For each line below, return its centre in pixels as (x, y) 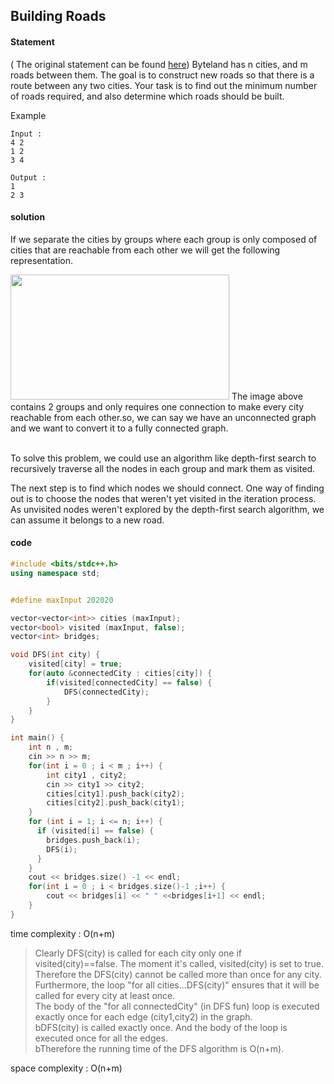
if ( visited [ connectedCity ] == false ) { (129, 682)
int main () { (37, 738)
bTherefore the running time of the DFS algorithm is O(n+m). (159, 1048)
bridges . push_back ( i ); (93, 840)
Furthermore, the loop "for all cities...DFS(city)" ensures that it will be (177, 985)
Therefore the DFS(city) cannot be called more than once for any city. (178, 974)
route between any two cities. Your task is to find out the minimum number (164, 85)
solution (28, 217)
